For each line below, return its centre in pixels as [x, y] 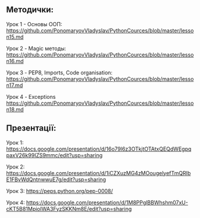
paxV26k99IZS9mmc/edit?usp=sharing [54, 155]
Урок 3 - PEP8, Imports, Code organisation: [60, 72]
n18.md [15, 109]
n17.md [15, 85]
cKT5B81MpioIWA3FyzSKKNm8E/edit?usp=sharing [69, 208]
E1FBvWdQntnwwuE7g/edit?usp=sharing [56, 179]
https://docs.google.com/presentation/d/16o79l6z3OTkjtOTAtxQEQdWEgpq [99, 149]
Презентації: [31, 128]
